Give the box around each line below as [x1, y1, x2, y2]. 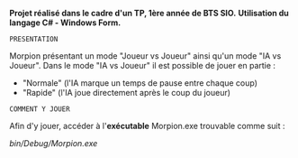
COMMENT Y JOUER [9, 105, 70, 114]
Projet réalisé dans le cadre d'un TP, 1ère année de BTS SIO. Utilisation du [9, 8, 290, 18]
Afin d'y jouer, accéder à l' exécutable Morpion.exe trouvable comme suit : [9, 121, 285, 131]
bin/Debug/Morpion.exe [9, 138, 98, 148]
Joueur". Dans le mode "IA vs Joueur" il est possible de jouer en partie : [9, 60, 276, 70]
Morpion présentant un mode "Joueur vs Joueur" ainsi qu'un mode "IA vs [9, 51, 282, 61]
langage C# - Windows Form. [9, 17, 122, 28]
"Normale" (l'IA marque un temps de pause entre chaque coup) [22, 78, 258, 88]
